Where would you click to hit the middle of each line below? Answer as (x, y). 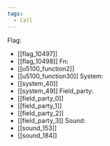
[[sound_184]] (37, 135)
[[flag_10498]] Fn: (43, 61)
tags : (15, 14)
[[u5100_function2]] (46, 68)
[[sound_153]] (37, 128)
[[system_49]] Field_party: (55, 91)
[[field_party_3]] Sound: (51, 120)
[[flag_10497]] (37, 54)
